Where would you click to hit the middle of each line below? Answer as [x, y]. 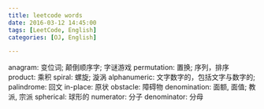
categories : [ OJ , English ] [52, 37]
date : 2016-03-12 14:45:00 [52, 23]
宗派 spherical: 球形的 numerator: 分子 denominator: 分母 [111, 97]
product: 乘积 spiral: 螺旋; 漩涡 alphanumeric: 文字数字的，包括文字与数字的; [132, 77]
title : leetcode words [45, 15]
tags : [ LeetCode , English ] [52, 30]
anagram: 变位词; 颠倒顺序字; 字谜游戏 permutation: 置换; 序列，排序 [119, 67]
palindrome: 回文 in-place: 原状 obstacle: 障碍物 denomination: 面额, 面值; [128, 87]
